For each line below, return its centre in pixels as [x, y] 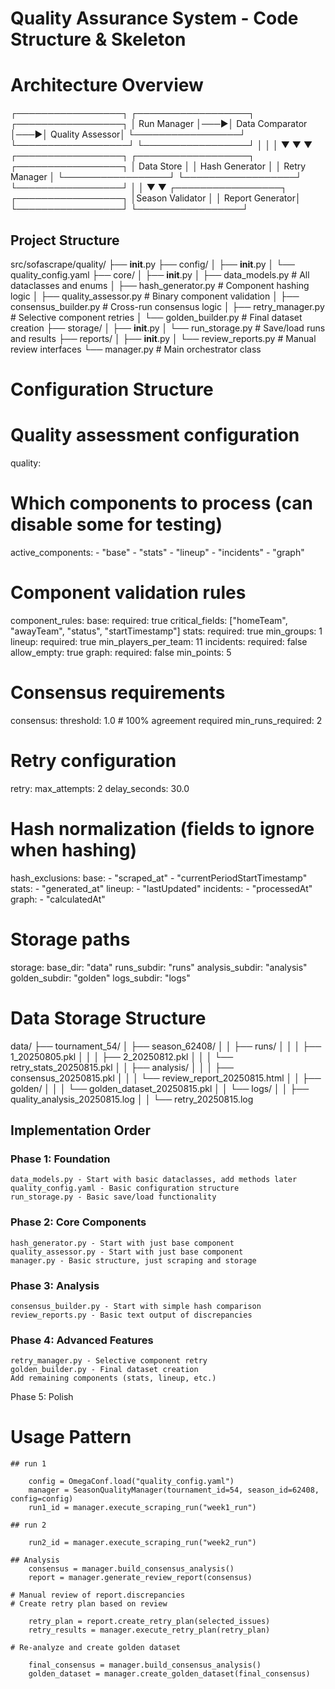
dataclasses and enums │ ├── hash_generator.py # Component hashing [160, 285]
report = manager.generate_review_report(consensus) [140, 1578]
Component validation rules [128, 593]
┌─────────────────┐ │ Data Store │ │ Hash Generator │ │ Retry [158, 166]
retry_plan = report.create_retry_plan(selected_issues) [149, 1622]
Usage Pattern [71, 1437]
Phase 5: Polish [42, 1397]
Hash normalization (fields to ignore [162, 829]
